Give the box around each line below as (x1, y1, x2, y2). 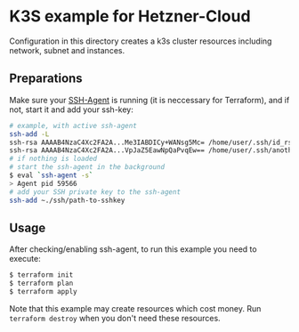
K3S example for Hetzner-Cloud (9, 6, 251, 27)
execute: (9, 254, 42, 264)
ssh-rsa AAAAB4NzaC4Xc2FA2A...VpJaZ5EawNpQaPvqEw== (9, 146, 205, 155)
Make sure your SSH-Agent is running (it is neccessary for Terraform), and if (9, 94, 290, 105)
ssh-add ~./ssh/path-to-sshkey (9, 196, 125, 205)
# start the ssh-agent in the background (9, 163, 166, 172)
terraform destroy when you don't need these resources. (9, 312, 221, 323)
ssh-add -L (9, 129, 50, 139)
